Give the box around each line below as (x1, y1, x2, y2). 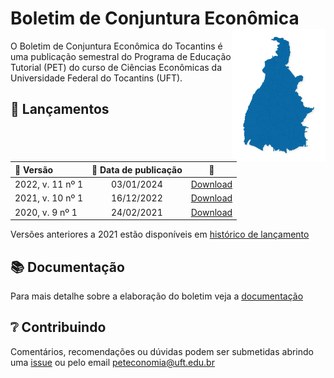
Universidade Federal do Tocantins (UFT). (10, 72, 183, 84)
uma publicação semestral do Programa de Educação (10, 50, 232, 62)
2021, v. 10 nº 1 (14, 192, 83, 204)
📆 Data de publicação (91, 163, 183, 176)
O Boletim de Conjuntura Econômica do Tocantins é (10, 40, 223, 52)
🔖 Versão (14, 163, 54, 176)
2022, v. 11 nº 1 (14, 178, 83, 191)
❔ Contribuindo (10, 319, 107, 336)
